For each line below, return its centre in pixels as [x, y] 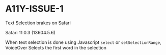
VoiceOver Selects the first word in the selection [56, 47]
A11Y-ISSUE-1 [34, 9]
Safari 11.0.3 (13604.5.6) [30, 32]
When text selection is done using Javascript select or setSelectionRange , [83, 42]
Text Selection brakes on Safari [38, 23]
